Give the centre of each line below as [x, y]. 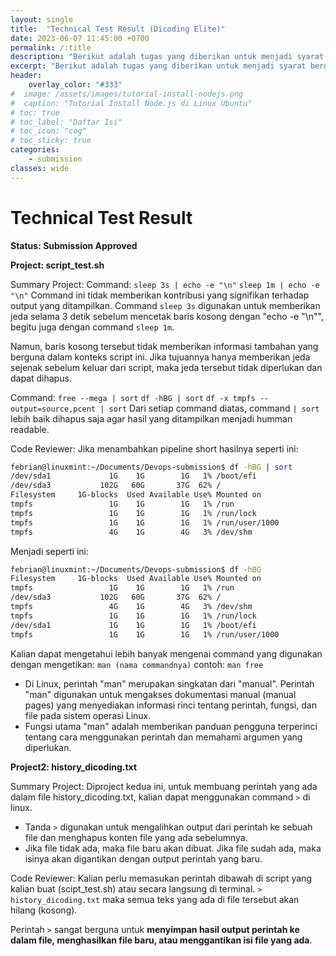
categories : [35, 150]
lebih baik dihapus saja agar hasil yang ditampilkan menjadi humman [151, 418]
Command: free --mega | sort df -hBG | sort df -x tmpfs [133, 397]
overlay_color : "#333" [75, 85]
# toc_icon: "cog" [48, 131]
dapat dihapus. [41, 378]
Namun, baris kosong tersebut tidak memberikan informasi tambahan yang [164, 346]
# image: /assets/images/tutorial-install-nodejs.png [127, 94]
